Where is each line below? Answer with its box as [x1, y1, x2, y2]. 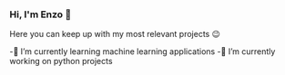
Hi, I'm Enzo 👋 [9, 8, 72, 21]
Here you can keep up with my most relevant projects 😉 [9, 29, 221, 40]
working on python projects [9, 56, 113, 67]
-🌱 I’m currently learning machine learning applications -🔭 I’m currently [9, 46, 276, 57]
